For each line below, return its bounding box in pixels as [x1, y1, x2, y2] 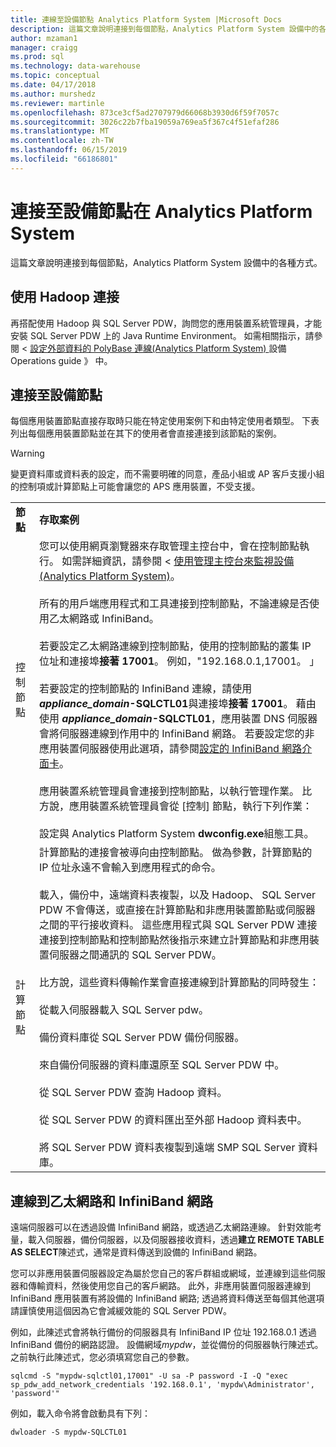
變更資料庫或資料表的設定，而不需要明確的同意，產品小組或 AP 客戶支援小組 [10, 468, 325, 480]
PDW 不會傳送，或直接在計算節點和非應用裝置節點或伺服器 [38, 903, 316, 917]
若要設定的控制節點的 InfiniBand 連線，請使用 [38, 682, 253, 696]
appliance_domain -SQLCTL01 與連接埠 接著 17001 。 [38, 697, 294, 711]
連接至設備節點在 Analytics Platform [10, 200, 313, 223]
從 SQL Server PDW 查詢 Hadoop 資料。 [38, 1086, 228, 1100]
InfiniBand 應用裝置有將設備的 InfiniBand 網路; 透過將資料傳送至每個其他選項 [10, 1292, 325, 1305]
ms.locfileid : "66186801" [10, 154, 118, 164]
